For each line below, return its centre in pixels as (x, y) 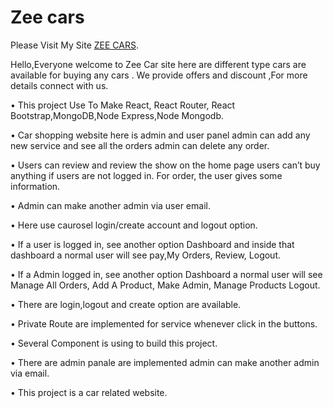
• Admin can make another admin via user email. (110, 205)
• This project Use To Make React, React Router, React (123, 105)
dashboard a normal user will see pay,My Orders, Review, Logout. (145, 255)
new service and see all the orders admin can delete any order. (140, 145)
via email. (30, 373)
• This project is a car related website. (89, 392)
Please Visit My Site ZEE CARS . (74, 45)
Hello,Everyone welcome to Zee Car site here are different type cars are (158, 64)
